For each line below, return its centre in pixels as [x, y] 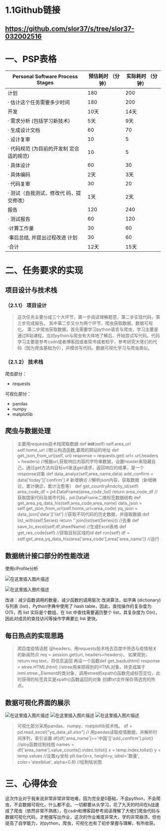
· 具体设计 [19, 165]
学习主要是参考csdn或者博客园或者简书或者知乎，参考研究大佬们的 [85, 342]
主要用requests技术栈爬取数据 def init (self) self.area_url [74, 444]
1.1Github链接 [33, 10]
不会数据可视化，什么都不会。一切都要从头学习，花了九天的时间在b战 [84, 804]
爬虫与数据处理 [28, 431]
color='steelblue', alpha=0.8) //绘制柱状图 [60, 762]
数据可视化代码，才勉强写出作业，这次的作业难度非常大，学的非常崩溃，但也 [83, 817]
